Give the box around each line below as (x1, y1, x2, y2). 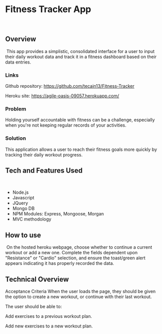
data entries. (5, 59, 32, 65)
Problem (5, 105, 27, 112)
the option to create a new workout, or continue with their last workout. (5, 294, 152, 300)
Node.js (12, 189, 29, 195)
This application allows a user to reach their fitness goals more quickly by (5, 146, 157, 152)
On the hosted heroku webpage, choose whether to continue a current (6, 244, 152, 250)
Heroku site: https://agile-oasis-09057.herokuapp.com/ (5, 93, 119, 99)
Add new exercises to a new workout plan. (5, 323, 93, 329)
